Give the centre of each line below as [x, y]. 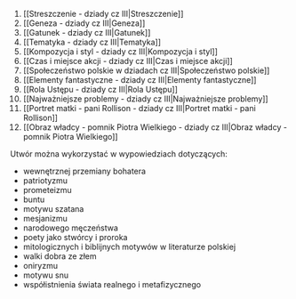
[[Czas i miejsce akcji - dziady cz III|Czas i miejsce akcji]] [128, 61]
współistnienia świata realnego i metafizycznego [112, 284]
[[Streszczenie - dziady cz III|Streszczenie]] [103, 14]
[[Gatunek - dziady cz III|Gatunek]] [87, 32]
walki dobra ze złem [60, 256]
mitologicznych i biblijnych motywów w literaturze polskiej [129, 246]
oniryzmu [40, 266]
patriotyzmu [45, 181]
